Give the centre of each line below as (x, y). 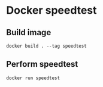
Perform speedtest (42, 64)
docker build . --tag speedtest (46, 46)
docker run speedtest (33, 78)
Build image (29, 32)
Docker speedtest (51, 10)
